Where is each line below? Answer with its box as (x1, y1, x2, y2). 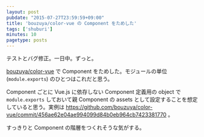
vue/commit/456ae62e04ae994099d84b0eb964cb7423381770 (6, 111, 167, 118)
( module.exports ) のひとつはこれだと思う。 (6, 76, 114, 82)
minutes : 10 (6, 32, 36, 38)
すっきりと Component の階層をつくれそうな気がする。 (6, 124, 145, 131)
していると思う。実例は (6, 104, 65, 110)
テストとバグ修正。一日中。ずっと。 (6, 55, 97, 61)
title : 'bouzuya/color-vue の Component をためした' (6, 20, 137, 26)
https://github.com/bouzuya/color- (66, 104, 153, 110)
